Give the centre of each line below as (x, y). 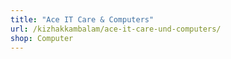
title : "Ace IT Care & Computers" (82, 19)
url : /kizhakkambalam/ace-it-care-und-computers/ (116, 29)
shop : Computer (42, 38)
